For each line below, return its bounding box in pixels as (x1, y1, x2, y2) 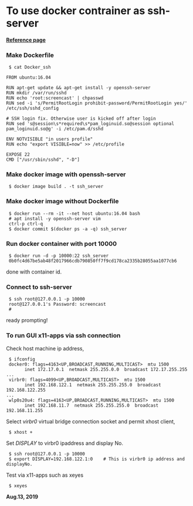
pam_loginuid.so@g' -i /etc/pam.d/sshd (6, 126, 104, 132)
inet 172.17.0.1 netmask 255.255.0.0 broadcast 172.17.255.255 (24, 366, 188, 372)
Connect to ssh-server (6, 283, 72, 291)
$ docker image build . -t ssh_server (8, 184, 104, 190)
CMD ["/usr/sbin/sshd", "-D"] (6, 157, 80, 163)
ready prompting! (6, 317, 48, 324)
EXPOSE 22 (6, 151, 31, 158)
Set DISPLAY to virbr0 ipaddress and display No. (6, 439, 123, 447)
